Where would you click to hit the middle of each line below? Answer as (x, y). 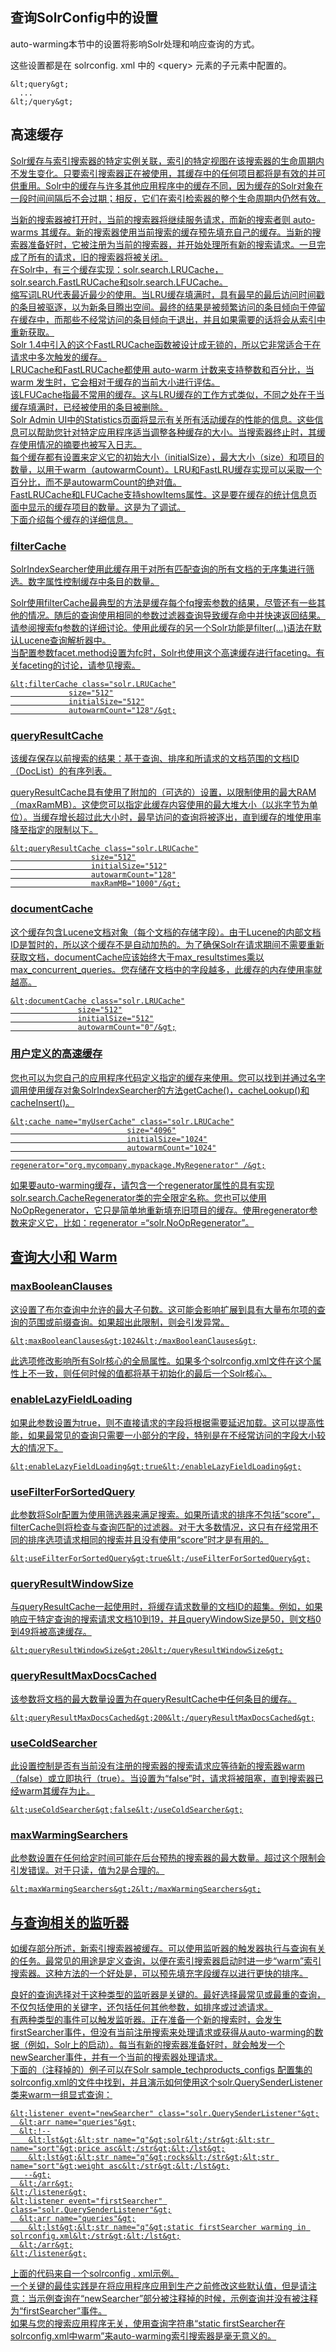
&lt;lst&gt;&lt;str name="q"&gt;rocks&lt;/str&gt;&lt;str (151, 2158)
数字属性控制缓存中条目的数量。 (93, 581)
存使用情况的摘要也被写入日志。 (76, 444)
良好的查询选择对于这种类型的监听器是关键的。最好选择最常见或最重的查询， (168, 1995)
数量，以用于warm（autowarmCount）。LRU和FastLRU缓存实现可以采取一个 (166, 469)
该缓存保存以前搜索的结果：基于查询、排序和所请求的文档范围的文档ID (155, 759)
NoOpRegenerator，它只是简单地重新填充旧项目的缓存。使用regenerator (160, 1210)
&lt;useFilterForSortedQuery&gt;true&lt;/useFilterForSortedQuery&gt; (160, 1559)
